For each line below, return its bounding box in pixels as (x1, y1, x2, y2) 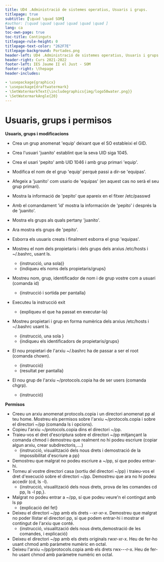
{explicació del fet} (19, 505, 58, 511)
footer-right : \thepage (5, 67, 54, 72)
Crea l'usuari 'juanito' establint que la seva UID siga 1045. (12, 150, 128, 156)
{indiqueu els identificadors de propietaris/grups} (19, 338, 119, 344)
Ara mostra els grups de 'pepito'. (12, 227, 78, 233)
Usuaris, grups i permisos (5, 115, 112, 126)
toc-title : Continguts (5, 35, 51, 40)
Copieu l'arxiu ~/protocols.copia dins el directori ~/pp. (12, 427, 122, 433)
